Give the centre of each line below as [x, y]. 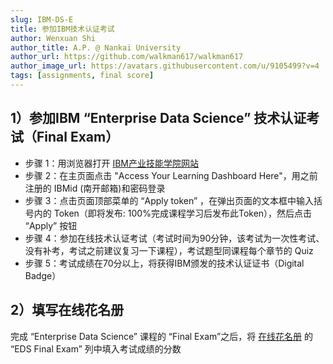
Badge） [43, 275]
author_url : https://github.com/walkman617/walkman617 [127, 57]
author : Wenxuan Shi [53, 38]
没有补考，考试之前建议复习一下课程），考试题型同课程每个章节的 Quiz [169, 250]
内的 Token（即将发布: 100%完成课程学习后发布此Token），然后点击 [173, 213]
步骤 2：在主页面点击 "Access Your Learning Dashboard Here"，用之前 [171, 175]
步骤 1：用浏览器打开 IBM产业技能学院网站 [111, 163]
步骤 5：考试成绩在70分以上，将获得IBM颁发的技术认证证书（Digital [164, 263]
